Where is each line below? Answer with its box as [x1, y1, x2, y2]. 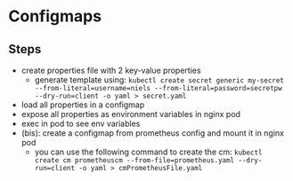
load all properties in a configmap [20, 99, 145, 110]
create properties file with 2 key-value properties [20, 65, 201, 75]
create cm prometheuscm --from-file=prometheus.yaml [34, 156, 235, 165]
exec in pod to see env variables [20, 118, 141, 129]
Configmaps [8, 6, 102, 27]
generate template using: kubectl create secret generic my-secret [34, 75, 284, 85]
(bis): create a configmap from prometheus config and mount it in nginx [20, 128, 284, 138]
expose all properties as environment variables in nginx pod [20, 109, 241, 119]
